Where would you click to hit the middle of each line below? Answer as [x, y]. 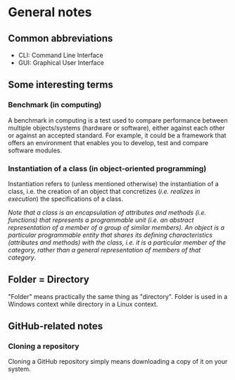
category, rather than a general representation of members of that [104, 250]
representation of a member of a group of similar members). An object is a [116, 227]
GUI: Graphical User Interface [61, 63]
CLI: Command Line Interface [61, 55]
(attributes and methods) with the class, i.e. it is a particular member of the [117, 242]
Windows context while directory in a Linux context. [83, 304]
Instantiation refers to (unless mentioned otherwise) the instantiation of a [113, 183]
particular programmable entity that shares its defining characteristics [110, 235]
